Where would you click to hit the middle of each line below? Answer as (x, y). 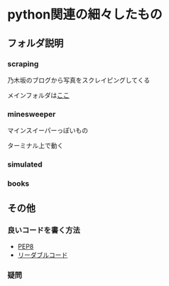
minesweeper (32, 114)
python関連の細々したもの (85, 15)
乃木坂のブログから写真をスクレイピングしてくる (79, 80)
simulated (25, 164)
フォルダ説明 (36, 43)
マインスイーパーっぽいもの (48, 131)
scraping (23, 63)
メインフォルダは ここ (38, 95)
